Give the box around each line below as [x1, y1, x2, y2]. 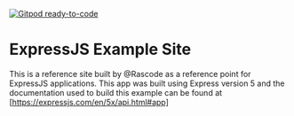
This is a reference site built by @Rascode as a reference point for [9, 68, 251, 79]
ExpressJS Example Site [9, 40, 192, 59]
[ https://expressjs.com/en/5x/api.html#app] [9, 97, 169, 107]
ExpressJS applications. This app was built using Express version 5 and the [9, 78, 285, 89]
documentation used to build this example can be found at [9, 87, 223, 97]
